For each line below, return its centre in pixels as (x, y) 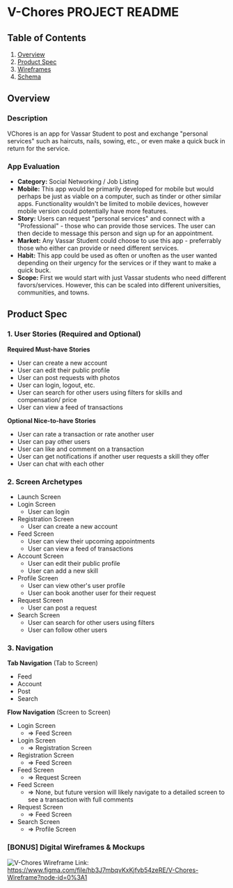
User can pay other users (54, 441)
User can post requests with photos (69, 377)
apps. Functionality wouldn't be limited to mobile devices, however (113, 203)
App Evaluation (34, 166)
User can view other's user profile (76, 585)
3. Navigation (30, 648)
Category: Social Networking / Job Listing (78, 181)
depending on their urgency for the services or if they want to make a (117, 262)
